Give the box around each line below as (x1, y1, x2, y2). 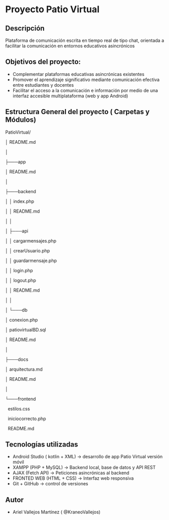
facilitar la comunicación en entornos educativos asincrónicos (5, 43, 135, 49)
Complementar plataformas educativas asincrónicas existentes (12, 71, 145, 77)
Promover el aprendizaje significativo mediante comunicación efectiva (12, 76, 160, 83)
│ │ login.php (5, 267, 33, 273)
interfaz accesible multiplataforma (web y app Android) (12, 93, 128, 99)
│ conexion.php (5, 317, 38, 323)
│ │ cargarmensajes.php (5, 238, 57, 244)
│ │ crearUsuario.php (5, 247, 50, 253)
